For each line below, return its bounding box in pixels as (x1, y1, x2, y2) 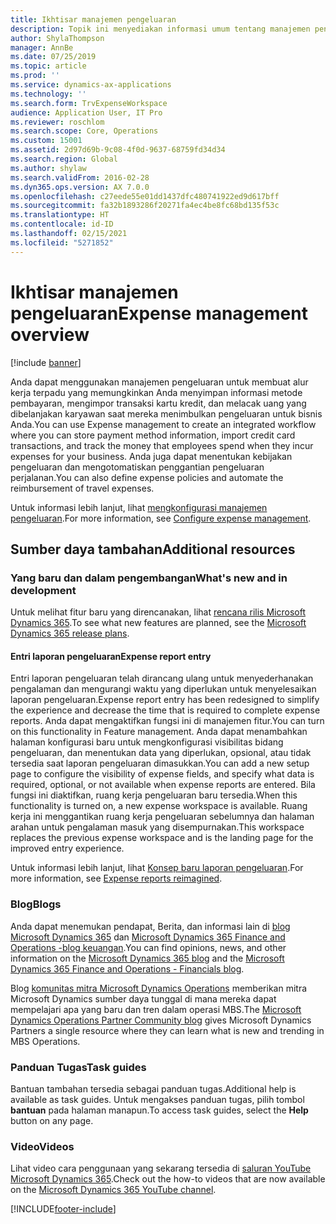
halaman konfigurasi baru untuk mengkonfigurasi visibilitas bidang (10, 736, 284, 748)
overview (10, 323, 90, 346)
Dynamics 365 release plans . (10, 627, 130, 640)
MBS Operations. (10, 1035, 81, 1047)
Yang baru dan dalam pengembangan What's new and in (10, 571, 288, 585)
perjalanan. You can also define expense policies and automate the (10, 471, 284, 483)
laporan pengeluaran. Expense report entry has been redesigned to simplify (10, 694, 320, 706)
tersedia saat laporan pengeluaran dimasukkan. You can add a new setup (10, 757, 310, 770)
